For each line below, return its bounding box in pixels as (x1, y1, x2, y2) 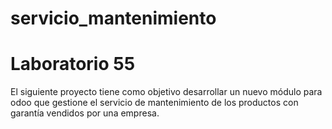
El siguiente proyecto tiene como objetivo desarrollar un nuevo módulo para (10, 86, 323, 98)
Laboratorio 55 (10, 53, 136, 76)
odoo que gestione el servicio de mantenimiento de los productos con (10, 97, 299, 109)
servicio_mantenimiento (10, 7, 217, 30)
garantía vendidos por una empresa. (10, 107, 160, 119)
